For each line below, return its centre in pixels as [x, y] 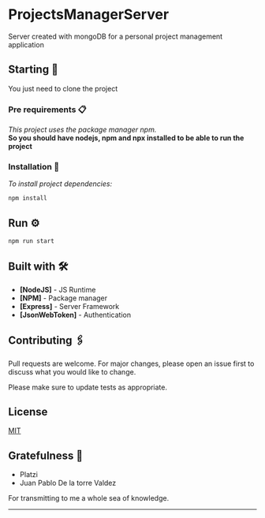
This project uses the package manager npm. [82, 130]
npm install [28, 199]
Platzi [28, 475]
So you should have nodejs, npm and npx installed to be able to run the [126, 138]
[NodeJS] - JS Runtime [58, 289]
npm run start [32, 241]
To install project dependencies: [60, 184]
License [28, 412]
